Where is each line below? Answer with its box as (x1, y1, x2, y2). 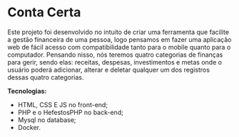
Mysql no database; (17, 115, 76, 124)
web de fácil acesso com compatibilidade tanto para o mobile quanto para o (7, 43, 231, 51)
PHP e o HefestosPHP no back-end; (17, 108, 123, 116)
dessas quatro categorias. (7, 72, 84, 82)
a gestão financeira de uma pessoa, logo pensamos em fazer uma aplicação (7, 35, 232, 43)
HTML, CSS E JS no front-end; (17, 100, 108, 109)
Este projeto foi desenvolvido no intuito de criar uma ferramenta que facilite (7, 28, 230, 36)
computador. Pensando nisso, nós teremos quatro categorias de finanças (7, 50, 223, 59)
